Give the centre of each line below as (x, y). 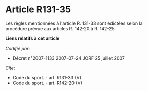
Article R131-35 (38, 9)
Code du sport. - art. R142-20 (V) (47, 83)
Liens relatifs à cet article (32, 38)
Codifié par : (18, 48)
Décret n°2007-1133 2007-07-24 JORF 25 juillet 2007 (69, 58)
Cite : (10, 68)
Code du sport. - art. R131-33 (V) (47, 77)
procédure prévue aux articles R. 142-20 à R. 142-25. (60, 28)
